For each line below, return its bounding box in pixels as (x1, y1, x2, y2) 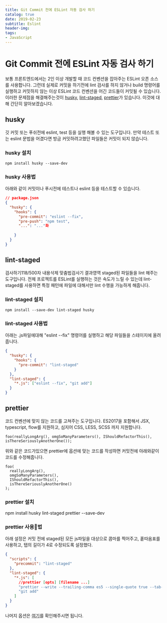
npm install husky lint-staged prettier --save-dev (5, 510, 105, 516)
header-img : (5, 26, 30, 31)
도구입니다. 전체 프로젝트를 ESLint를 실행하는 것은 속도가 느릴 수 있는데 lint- (5, 276, 152, 282)
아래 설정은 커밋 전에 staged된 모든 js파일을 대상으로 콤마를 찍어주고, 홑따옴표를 (5, 536, 161, 542)
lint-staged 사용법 (5, 320, 48, 327)
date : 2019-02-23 (5, 16, 41, 21)
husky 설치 (5, 149, 31, 156)
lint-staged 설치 (5, 296, 43, 303)
